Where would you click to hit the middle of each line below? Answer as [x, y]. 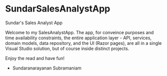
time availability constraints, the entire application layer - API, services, [78, 38]
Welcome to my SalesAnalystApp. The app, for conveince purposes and [79, 32]
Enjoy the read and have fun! [35, 58]
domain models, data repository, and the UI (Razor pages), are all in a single [83, 43]
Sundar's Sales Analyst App [34, 23]
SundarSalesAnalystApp [58, 9]
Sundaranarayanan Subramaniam [47, 68]
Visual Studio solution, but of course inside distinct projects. [67, 48]
